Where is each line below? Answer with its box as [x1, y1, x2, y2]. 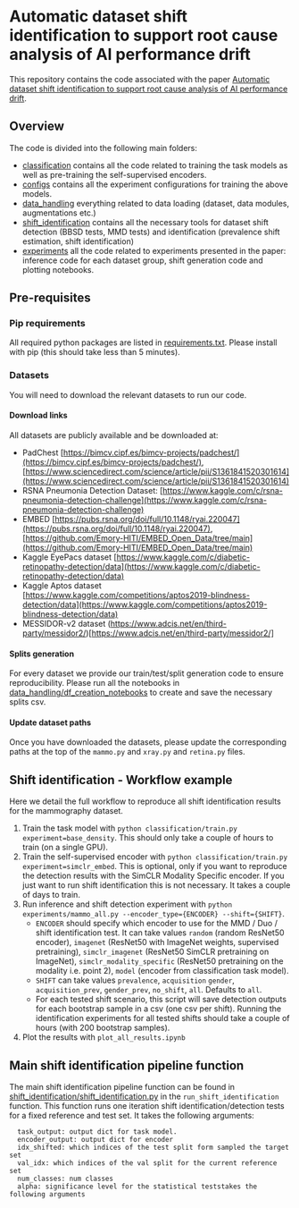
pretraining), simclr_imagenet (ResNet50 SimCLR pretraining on [35, 946, 270, 958]
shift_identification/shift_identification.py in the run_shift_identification [9, 1091, 279, 1102]
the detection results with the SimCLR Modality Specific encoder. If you [21, 870, 285, 882]
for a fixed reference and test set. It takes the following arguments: [9, 1110, 254, 1120]
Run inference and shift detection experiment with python [21, 899, 233, 909]
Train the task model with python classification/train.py [21, 823, 238, 833]
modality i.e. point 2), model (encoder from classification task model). [35, 966, 289, 976]
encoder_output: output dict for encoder [17, 1135, 174, 1144]
